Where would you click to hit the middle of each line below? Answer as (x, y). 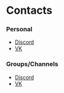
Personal (19, 29)
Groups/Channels (32, 64)
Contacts (29, 10)
